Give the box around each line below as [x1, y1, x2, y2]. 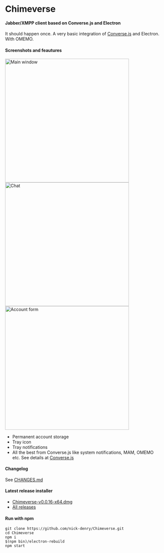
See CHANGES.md [5, 476, 43, 482]
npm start [5, 544, 26, 549]
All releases [12, 504, 36, 510]
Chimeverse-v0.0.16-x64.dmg [12, 499, 73, 504]
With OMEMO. [5, 36, 34, 42]
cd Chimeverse [5, 530, 34, 536]
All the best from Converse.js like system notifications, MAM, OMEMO [12, 449, 154, 455]
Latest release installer [5, 488, 53, 494]
